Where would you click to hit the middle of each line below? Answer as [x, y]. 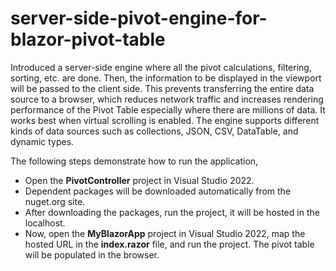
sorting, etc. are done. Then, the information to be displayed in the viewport [166, 78]
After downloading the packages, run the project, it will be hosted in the [172, 212]
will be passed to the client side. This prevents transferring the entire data [162, 88]
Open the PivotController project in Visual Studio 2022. [139, 180]
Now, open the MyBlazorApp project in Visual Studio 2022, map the [165, 233]
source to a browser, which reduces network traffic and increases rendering [167, 99]
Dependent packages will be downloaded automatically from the [158, 191]
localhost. [45, 223]
